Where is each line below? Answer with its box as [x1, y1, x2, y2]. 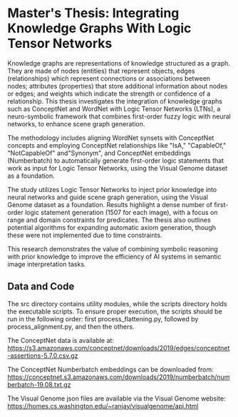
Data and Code [7, 281, 75, 293]
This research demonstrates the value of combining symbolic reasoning [7, 244, 219, 253]
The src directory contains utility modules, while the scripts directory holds [7, 299, 227, 308]
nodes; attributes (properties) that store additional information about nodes [7, 81, 228, 90]
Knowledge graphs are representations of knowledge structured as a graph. [7, 59, 230, 67]
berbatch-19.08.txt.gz [7, 380, 71, 388]
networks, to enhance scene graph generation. [7, 119, 145, 128]
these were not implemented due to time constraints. [7, 231, 162, 239]
